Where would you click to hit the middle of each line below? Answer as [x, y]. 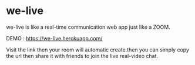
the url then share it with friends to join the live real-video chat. [82, 56]
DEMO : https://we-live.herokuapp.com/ [54, 38]
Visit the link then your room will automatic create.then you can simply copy [98, 49]
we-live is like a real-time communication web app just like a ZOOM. [88, 27]
